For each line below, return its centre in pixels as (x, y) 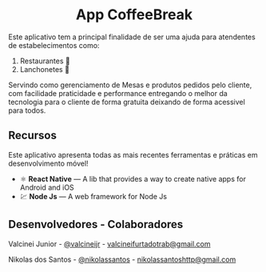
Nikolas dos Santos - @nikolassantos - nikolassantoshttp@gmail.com (122, 259)
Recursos (33, 136)
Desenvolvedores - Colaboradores (96, 224)
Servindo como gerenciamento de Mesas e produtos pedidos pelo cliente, (130, 85)
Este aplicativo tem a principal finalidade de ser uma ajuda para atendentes (132, 37)
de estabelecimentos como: (54, 45)
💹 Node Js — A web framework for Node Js (93, 196)
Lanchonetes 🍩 (45, 69)
